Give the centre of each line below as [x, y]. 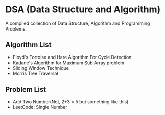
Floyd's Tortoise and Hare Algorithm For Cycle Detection [72, 57]
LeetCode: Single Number [40, 107]
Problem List [26, 89]
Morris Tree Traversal [35, 73]
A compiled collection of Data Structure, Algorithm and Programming [78, 23]
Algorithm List [28, 45]
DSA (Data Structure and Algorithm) [83, 9]
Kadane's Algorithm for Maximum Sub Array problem [68, 63]
